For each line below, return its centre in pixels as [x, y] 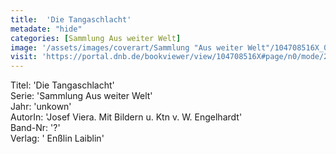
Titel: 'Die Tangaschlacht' [62, 85]
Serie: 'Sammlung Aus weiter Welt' [81, 96]
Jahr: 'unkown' [41, 107]
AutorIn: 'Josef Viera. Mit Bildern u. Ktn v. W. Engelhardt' [126, 117]
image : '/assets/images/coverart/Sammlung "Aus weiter [127, 47]
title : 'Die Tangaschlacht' [71, 19]
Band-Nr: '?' [35, 128]
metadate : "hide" [46, 29]
